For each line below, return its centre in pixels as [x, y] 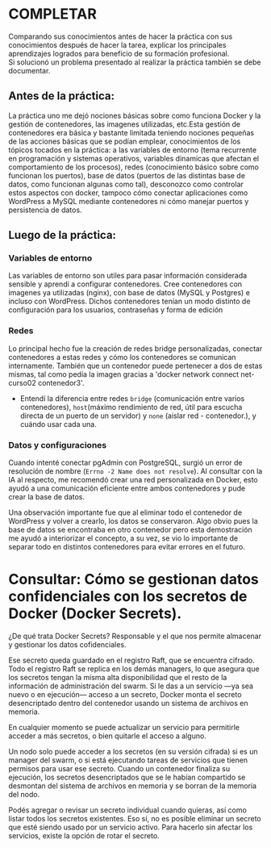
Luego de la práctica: [63, 235]
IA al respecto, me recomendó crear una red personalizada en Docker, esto [133, 480]
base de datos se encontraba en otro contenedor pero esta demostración [130, 530]
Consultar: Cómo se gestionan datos [134, 580]
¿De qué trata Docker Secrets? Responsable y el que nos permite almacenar [135, 636]
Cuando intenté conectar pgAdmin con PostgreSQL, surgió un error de [126, 463]
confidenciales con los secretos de [128, 597]
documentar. [29, 70]
